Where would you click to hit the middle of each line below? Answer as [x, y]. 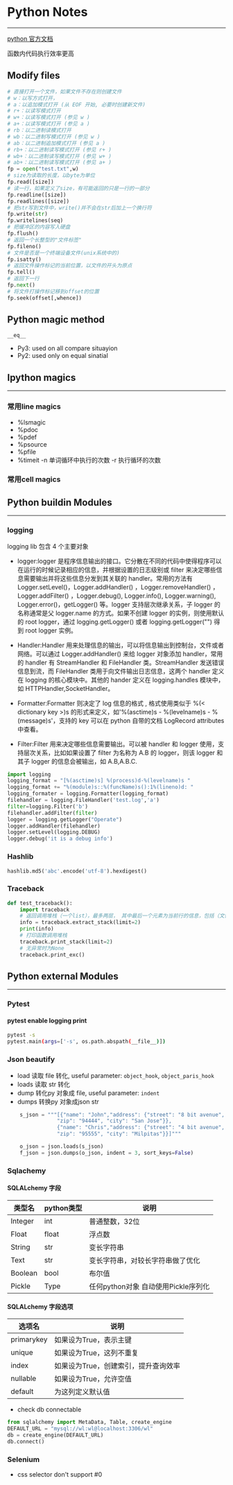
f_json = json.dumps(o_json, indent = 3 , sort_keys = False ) [107, 1153]
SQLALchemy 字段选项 [40, 1306]
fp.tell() [21, 272]
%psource [32, 444]
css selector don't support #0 [60, 1474]
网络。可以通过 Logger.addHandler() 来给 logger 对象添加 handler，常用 [120, 653]
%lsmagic [32, 422]
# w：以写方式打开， [33, 98]
